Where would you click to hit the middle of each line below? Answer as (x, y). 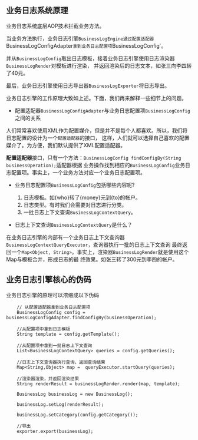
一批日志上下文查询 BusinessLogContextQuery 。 (80, 212)
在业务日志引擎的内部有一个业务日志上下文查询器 (65, 237)
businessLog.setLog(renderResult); (60, 404)
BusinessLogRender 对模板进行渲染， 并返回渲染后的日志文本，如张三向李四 (96, 65)
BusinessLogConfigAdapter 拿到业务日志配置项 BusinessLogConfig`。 (86, 45)
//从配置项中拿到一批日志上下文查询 (55, 345)
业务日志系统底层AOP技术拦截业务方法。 (55, 26)
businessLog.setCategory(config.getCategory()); (77, 415)
